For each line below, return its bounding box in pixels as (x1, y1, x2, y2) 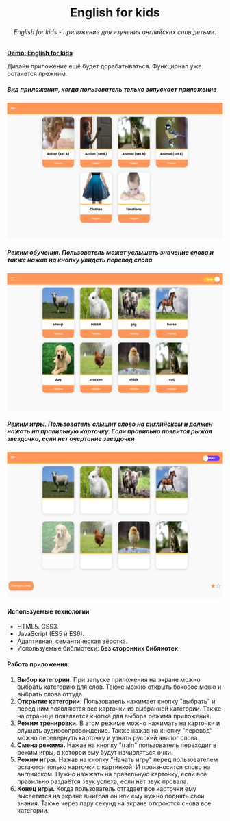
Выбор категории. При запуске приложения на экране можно (16, 675, 201, 683)
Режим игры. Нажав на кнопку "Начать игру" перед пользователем (16, 755, 218, 763)
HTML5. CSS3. (16, 622, 60, 631)
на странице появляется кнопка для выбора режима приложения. (16, 711, 212, 720)
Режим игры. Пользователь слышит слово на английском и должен (7, 420, 214, 428)
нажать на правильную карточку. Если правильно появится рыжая (7, 427, 212, 435)
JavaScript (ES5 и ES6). (16, 630, 85, 638)
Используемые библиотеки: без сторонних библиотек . (16, 644, 180, 653)
